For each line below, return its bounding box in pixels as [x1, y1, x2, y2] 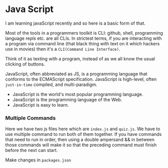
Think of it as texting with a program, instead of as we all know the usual [5, 55, 155, 61]
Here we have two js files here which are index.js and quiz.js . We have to [5, 126, 160, 132]
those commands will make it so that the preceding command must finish [5, 142, 157, 148]
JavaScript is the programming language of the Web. [12, 97, 122, 103]
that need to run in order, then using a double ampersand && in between [5, 137, 155, 143]
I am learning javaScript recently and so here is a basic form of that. [5, 20, 146, 26]
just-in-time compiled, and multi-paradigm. [5, 81, 98, 88]
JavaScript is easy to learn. [12, 102, 69, 108]
